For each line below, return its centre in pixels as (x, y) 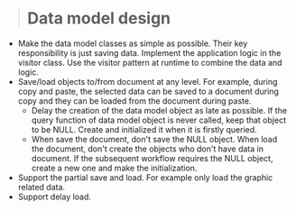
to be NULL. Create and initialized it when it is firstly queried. (144, 129)
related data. (42, 187)
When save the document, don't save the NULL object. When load (154, 139)
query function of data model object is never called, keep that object (159, 120)
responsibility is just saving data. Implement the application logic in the (149, 52)
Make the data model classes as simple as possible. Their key (133, 43)
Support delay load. (55, 197)
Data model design (99, 18)
